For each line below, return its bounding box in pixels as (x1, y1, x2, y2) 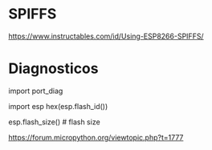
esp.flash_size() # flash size (8, 117, 100, 127)
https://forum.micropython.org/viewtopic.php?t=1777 (8, 132, 184, 142)
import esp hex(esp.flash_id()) (8, 101, 108, 111)
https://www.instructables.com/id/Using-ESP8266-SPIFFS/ (8, 31, 204, 41)
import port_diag (8, 86, 63, 95)
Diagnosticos (8, 59, 99, 78)
